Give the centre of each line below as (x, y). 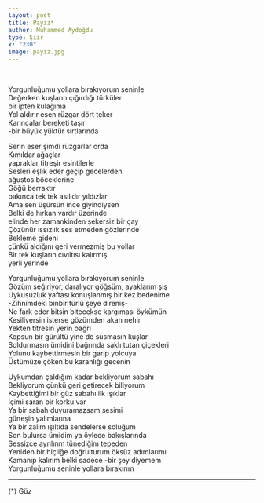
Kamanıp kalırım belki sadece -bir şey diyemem (85, 460)
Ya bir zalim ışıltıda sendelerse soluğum (72, 427)
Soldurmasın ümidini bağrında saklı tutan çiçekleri (89, 345)
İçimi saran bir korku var (47, 402)
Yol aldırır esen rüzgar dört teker (60, 114)
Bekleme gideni (33, 238)
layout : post (29, 15)
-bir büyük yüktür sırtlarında (53, 131)
